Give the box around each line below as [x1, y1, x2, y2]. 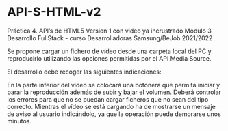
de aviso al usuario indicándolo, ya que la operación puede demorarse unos [7, 110, 221, 118]
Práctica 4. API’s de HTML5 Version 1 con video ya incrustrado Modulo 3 [7, 27, 212, 35]
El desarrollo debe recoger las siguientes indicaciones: [7, 68, 162, 76]
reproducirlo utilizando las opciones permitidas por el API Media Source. [7, 54, 212, 62]
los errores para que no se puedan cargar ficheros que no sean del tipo [7, 95, 209, 103]
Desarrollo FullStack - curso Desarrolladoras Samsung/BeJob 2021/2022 [7, 33, 213, 42]
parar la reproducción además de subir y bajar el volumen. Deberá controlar [7, 88, 221, 96]
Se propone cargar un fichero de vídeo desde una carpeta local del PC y [7, 47, 212, 55]
